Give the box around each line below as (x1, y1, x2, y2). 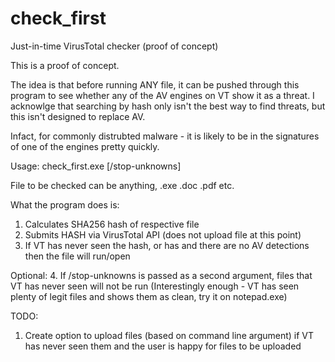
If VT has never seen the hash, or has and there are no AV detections (24, 239, 310, 251)
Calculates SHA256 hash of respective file (24, 218, 200, 230)
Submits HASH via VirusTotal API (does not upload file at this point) (24, 228, 302, 241)
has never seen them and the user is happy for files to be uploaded (24, 340, 302, 352)
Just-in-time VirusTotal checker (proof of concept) (10, 40, 219, 52)
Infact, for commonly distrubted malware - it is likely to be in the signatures (10, 130, 320, 142)
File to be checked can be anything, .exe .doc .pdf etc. (10, 179, 235, 191)
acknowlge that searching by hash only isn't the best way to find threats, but (10, 100, 326, 112)
